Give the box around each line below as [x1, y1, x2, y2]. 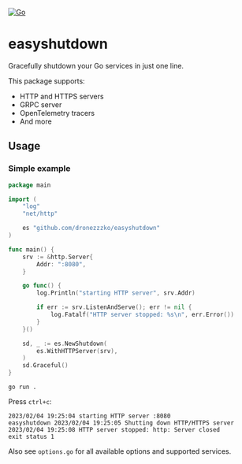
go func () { [22, 282, 61, 290]
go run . [8, 383, 37, 391]
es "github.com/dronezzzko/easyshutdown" [22, 225, 160, 232]
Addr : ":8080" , [36, 260, 87, 268]
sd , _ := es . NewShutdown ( [22, 340, 108, 347]
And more [19, 117, 53, 126]
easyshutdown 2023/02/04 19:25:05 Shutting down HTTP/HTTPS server [8, 419, 235, 427]
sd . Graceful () [22, 362, 69, 369]
